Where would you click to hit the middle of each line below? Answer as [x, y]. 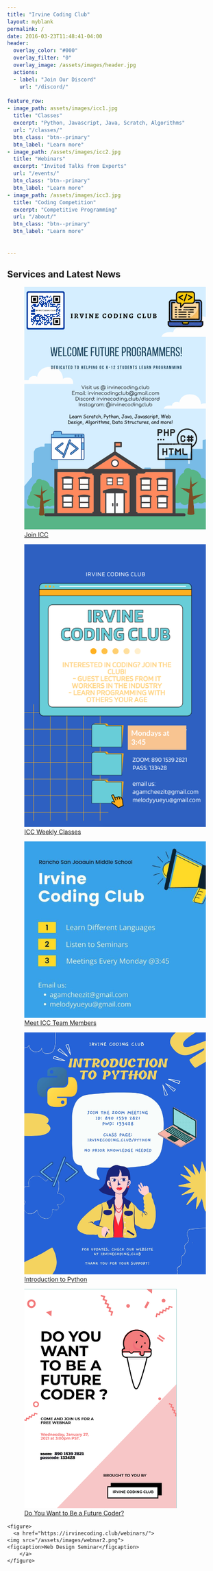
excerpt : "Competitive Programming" [65, 210]
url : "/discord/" [44, 87]
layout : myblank [30, 22]
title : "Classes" [38, 116]
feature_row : [26, 101]
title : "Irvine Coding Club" [49, 14]
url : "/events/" [36, 174]
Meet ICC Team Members [61, 1023]
